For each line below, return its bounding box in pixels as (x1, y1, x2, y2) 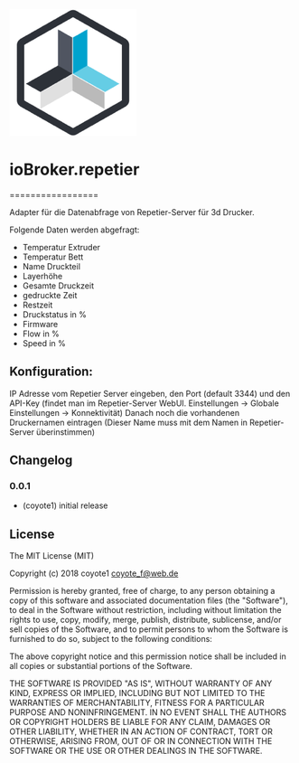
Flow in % (22, 328, 61, 339)
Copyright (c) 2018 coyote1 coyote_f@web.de (9, 568, 179, 579)
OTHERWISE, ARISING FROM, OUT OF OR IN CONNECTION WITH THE (9, 736, 273, 747)
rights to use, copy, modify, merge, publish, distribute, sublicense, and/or (9, 615, 282, 626)
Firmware (22, 318, 59, 329)
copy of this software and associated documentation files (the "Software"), (9, 595, 289, 606)
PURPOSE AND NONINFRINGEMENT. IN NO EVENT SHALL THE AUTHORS (9, 707, 287, 718)
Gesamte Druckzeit (22, 280, 95, 291)
